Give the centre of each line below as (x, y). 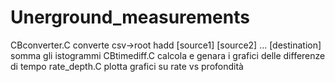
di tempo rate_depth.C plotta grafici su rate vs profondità (127, 66)
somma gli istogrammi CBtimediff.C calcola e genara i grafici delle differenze (168, 55)
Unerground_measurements (130, 17)
